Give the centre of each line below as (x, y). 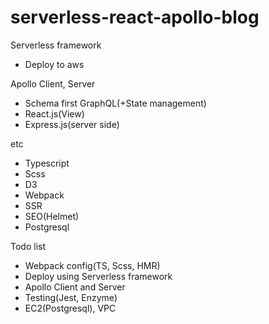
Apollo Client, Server (53, 83)
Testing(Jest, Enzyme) (71, 297)
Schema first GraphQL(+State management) (115, 103)
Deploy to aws (54, 64)
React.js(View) (54, 113)
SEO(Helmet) (52, 216)
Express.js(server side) (72, 124)
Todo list (28, 246)
